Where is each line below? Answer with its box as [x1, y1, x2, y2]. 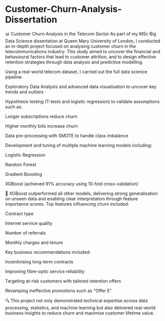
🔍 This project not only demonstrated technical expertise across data [5, 297, 148, 304]
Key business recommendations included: [5, 249, 91, 255]
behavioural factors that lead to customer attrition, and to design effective [5, 54, 157, 60]
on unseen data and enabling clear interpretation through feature [5, 195, 138, 202]
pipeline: [5, 74, 23, 80]
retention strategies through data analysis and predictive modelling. [5, 59, 144, 65]
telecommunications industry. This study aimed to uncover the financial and [5, 48, 161, 54]
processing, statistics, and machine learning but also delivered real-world [5, 305, 156, 311]
